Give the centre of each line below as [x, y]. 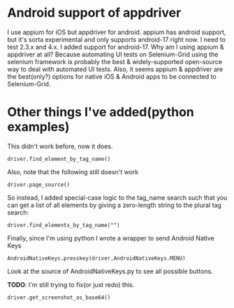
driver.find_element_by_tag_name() [59, 159]
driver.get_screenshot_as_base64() [59, 298]
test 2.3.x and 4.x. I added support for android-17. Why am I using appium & [116, 47]
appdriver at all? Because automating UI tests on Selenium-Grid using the [113, 54]
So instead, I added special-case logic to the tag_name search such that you [117, 197]
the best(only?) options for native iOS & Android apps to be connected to [112, 76]
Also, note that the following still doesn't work [73, 171]
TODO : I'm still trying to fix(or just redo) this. [71, 284]
